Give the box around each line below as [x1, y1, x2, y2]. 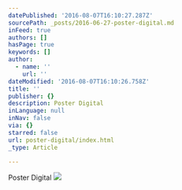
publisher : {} [8, 92, 55, 100]
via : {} [8, 121, 34, 129]
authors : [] [8, 33, 47, 42]
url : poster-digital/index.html [8, 136, 114, 144]
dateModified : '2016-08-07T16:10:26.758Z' [8, 77, 150, 85]
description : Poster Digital [8, 99, 104, 107]
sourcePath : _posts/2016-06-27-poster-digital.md [8, 19, 175, 27]
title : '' [8, 84, 41, 93]
